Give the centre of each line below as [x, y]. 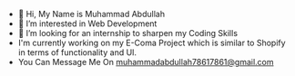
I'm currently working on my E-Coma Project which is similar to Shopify [152, 43]
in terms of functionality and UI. [77, 52]
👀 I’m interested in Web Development [87, 24]
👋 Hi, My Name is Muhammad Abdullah [92, 14]
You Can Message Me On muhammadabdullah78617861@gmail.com [146, 62]
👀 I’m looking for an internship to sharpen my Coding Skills [128, 33]
